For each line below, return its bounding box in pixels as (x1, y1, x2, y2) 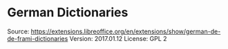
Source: (7, 27, 30, 35)
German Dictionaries (7, 5, 129, 20)
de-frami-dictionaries (7, 34, 68, 42)
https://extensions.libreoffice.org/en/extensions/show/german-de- (30, 27, 221, 35)
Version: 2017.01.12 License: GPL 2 (69, 34, 167, 42)
